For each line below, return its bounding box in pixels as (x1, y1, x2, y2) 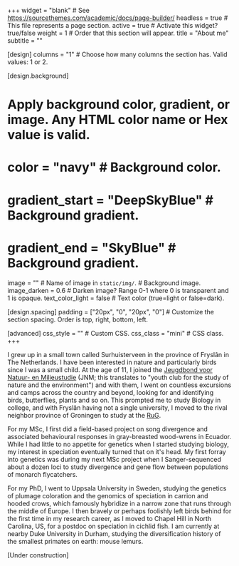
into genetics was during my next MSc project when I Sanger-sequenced (7, 455, 222, 463)
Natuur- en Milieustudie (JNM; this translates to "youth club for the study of (7, 373, 229, 381)
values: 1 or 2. (7, 58, 48, 66)
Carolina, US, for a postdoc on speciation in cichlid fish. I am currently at (7, 522, 220, 530)
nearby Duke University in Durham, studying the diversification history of (7, 529, 221, 537)
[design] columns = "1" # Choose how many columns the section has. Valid (7, 50, 228, 58)
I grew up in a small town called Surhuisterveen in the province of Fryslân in (7, 350, 230, 359)
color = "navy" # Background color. (7, 160, 222, 175)
